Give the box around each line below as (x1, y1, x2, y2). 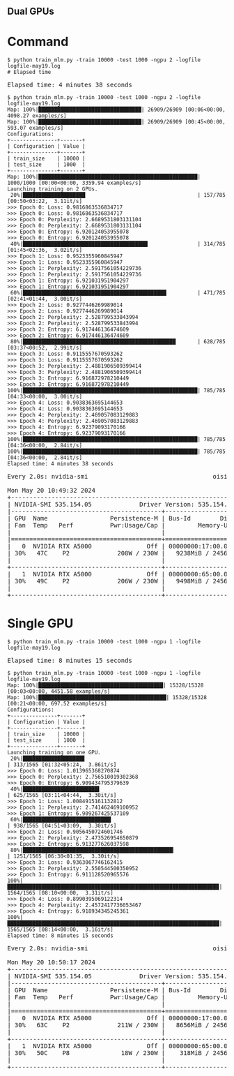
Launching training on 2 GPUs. (7, 186, 98, 193)
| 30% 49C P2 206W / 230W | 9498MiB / (7, 577, 210, 585)
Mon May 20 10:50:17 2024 (7, 959, 96, 966)
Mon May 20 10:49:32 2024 (7, 486, 96, 495)
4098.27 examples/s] (7, 112, 68, 119)
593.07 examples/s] (7, 125, 64, 132)
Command (7, 33, 69, 50)
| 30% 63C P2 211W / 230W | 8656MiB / (7, 1022, 210, 1029)
